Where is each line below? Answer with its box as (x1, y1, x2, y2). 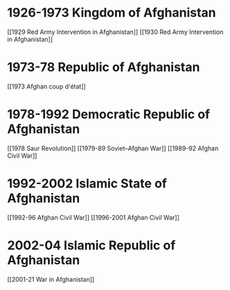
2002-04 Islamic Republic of (7, 237, 176, 253)
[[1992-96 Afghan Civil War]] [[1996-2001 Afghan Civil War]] (7, 213, 180, 221)
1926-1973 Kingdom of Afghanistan (7, 5, 216, 21)
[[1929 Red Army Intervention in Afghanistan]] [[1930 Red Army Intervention (7, 28, 224, 36)
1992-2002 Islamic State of (7, 176, 168, 191)
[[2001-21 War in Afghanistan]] (7, 275, 95, 283)
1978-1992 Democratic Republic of (7, 107, 211, 123)
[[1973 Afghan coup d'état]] (7, 82, 87, 91)
